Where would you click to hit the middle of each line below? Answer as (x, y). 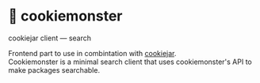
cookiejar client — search (50, 38)
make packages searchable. (54, 70)
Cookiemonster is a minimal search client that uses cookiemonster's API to (130, 62)
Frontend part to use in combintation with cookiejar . (92, 53)
